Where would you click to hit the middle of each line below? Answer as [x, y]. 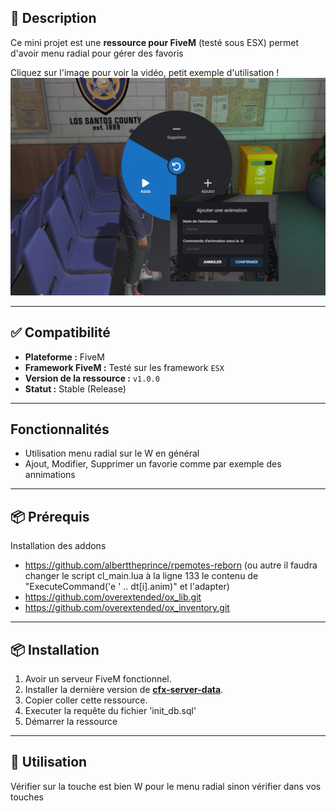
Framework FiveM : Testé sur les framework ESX [124, 367]
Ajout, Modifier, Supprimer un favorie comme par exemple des [153, 464]
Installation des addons [58, 546]
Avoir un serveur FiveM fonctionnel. [98, 679]
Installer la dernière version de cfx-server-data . [124, 690]
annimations [50, 475]
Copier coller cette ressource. [86, 700]
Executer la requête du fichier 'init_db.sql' [110, 711]
